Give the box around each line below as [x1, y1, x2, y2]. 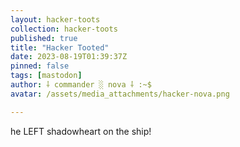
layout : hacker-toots [10, 14, 101, 25]
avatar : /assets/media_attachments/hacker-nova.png [10, 89, 230, 99]
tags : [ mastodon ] [10, 71, 83, 81]
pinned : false [10, 61, 70, 71]
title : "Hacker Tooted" [10, 42, 110, 53]
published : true [10, 33, 78, 43]
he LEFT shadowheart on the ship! [10, 125, 152, 137]
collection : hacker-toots [10, 24, 118, 34]
